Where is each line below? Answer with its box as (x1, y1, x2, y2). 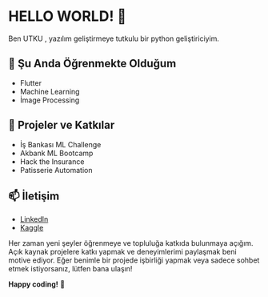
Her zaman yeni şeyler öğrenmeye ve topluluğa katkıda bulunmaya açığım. (8, 239, 254, 248)
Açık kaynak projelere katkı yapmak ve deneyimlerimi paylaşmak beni (8, 247, 238, 257)
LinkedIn (19, 215, 49, 224)
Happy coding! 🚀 (8, 279, 66, 289)
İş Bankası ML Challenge (19, 139, 102, 149)
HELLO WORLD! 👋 (8, 7, 126, 26)
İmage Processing (19, 95, 80, 105)
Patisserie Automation (19, 165, 93, 175)
